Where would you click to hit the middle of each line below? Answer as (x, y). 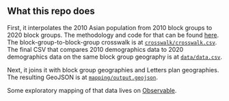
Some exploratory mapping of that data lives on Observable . (92, 90)
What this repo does (51, 11)
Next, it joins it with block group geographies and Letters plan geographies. (113, 70)
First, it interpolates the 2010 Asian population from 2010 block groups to (110, 27)
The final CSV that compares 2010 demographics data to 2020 (95, 49)
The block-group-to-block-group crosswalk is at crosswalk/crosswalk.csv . (112, 42)
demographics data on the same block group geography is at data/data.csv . (115, 57)
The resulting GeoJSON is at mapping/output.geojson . (83, 77)
